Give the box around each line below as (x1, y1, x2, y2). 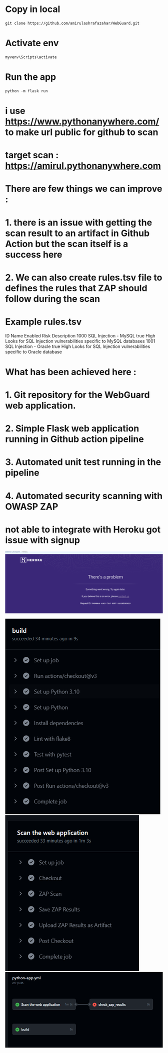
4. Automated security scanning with (5, 490, 163, 502)
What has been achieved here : (5, 366, 136, 378)
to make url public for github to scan (5, 127, 158, 138)
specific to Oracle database (5, 348, 62, 355)
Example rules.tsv (5, 316, 82, 327)
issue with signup (5, 534, 80, 546)
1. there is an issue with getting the (5, 217, 152, 228)
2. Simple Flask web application (5, 423, 139, 434)
